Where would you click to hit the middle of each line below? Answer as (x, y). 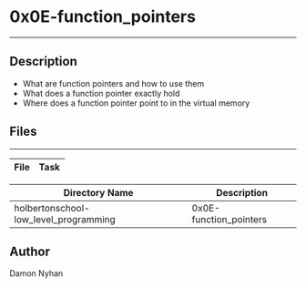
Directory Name (98, 192)
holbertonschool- (52, 208)
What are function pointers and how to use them (113, 83)
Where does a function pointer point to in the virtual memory (136, 103)
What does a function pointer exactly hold (101, 93)
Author (30, 251)
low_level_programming (65, 219)
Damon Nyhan (36, 273)
